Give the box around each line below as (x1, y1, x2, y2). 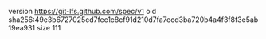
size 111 (37, 23, 61, 32)
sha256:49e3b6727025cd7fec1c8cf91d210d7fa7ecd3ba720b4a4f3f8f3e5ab (8, 15, 259, 24)
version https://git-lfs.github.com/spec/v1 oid (8, 7, 157, 16)
